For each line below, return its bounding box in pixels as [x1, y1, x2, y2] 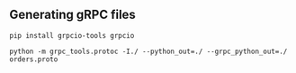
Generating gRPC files [9, 7, 137, 23]
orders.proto [9, 54, 58, 64]
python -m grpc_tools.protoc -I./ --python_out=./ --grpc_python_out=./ [9, 47, 288, 56]
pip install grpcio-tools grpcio [9, 31, 135, 40]
